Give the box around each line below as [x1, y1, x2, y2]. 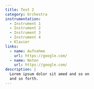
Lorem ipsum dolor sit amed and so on [9, 72, 90, 77]
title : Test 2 [5, 7, 35, 12]
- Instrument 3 [9, 30, 41, 35]
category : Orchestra [5, 12, 48, 17]
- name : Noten [9, 58, 39, 63]
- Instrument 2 [9, 26, 41, 31]
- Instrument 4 [9, 35, 41, 40]
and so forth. [9, 76, 39, 81]
